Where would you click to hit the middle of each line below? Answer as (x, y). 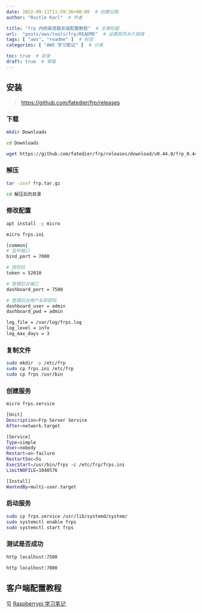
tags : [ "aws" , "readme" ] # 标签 (50, 40)
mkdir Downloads (26, 132)
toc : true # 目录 (28, 56)
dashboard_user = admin (36, 306)
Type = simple (21, 442)
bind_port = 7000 (28, 257)
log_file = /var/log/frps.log (44, 322)
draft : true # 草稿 (31, 61)
